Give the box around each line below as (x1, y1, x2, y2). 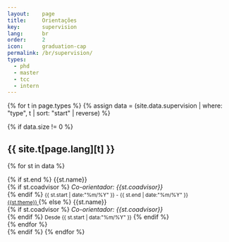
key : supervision (7, 23, 78, 30)
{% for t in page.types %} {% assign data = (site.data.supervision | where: (7, 101, 223, 110)
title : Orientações (7, 17, 78, 24)
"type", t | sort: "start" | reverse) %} (7, 109, 111, 117)
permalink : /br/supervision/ (7, 50, 93, 57)
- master (13, 69, 39, 76)
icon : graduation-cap (7, 43, 87, 50)
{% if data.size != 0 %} (7, 122, 74, 131)
